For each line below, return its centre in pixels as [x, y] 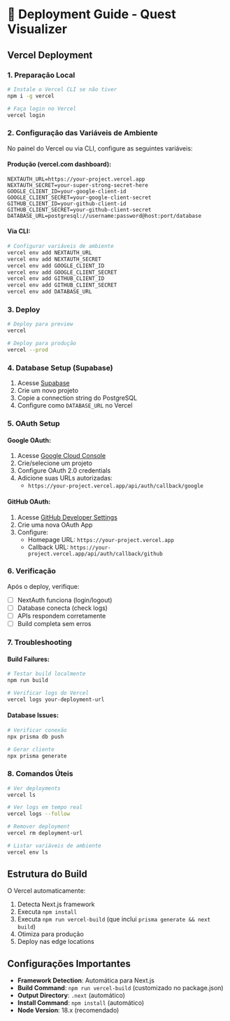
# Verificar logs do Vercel [48, 693]
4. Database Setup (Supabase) [60, 368]
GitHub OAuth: [29, 501]
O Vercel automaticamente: [46, 891]
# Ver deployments [34, 788]
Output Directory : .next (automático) [71, 995]
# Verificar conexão [37, 730]
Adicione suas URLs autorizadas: [65, 478]
